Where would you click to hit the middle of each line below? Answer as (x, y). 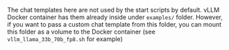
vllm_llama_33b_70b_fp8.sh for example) (65, 39)
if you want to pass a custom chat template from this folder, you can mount (114, 24)
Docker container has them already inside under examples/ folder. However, (115, 17)
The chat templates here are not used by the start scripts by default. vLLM (113, 10)
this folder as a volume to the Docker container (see (82, 32)
